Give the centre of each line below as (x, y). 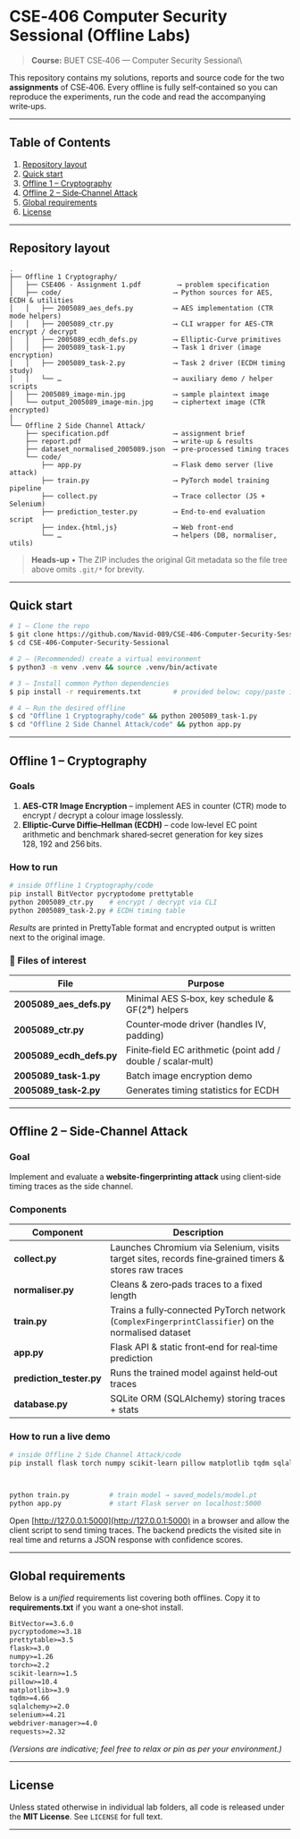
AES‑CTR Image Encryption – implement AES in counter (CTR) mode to (154, 805)
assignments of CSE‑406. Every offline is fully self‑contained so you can (144, 87)
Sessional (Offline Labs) (100, 35)
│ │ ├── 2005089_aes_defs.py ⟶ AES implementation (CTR (142, 308)
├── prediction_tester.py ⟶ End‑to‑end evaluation (154, 512)
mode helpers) (36, 316)
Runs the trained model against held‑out (194, 1373)
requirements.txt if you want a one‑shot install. (97, 1607)
